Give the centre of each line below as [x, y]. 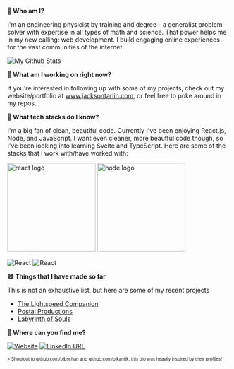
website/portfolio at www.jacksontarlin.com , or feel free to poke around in [115, 96]
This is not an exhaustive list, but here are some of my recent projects [109, 290]
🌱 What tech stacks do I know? [53, 117]
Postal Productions [45, 311]
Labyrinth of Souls [44, 319]
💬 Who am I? [26, 11]
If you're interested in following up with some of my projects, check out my [116, 88]
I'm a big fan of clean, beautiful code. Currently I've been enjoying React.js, [117, 130]
